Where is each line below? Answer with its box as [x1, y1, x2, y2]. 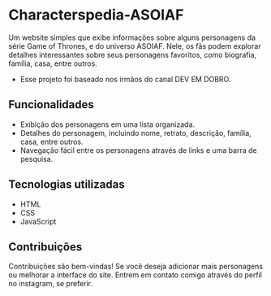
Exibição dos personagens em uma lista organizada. [19, 120, 196, 129]
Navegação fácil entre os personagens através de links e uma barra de [19, 145, 257, 155]
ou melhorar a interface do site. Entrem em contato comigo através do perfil [8, 270, 262, 280]
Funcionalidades [8, 98, 95, 111]
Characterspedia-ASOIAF [8, 6, 184, 24]
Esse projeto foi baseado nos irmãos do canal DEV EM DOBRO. [19, 74, 231, 84]
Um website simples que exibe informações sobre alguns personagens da [8, 33, 256, 42]
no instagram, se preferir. [8, 279, 93, 289]
